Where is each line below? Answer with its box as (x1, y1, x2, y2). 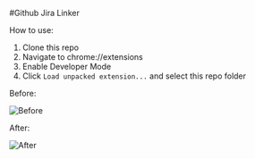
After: (9, 122, 30, 133)
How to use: (9, 25, 54, 35)
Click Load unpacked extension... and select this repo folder (21, 71, 247, 81)
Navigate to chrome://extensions (21, 52, 143, 62)
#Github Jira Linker (9, 8, 81, 18)
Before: (9, 88, 37, 98)
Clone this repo (21, 42, 79, 53)
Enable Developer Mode (21, 62, 112, 71)
